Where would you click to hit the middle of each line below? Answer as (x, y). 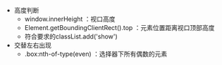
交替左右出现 (32, 45)
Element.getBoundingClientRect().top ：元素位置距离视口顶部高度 (119, 28)
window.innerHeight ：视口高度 (70, 19)
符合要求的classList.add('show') (71, 36)
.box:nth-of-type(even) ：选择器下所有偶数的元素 (96, 54)
